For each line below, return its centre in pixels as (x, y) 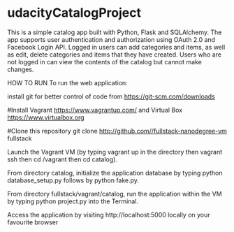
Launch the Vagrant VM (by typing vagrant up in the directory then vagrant (115, 152)
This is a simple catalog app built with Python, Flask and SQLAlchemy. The (115, 32)
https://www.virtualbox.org (46, 117)
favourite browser (33, 222)
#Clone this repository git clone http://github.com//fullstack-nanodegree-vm (117, 131)
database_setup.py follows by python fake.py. (73, 180)
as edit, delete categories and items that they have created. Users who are (115, 55)
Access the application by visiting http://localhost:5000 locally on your (109, 215)
